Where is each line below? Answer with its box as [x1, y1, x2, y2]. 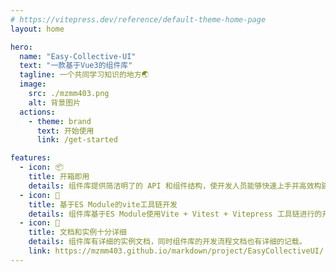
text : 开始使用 [36, 126, 95, 136]
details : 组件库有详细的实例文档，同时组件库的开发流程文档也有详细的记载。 [28, 237, 307, 247]
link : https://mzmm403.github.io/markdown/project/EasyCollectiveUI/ [28, 246, 325, 256]
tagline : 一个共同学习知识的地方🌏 [19, 70, 150, 80]
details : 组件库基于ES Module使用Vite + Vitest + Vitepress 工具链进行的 [28, 209, 323, 219]
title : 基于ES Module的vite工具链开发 [28, 199, 178, 210]
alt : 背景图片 [28, 97, 82, 108]
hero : [10, 42, 33, 52]
